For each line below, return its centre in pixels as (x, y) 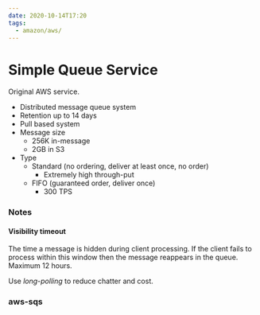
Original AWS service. (44, 91)
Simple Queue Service (83, 70)
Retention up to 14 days (58, 115)
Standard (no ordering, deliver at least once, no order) (120, 166)
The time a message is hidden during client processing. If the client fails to (130, 249)
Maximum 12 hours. (41, 266)
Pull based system (50, 124)
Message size (43, 133)
